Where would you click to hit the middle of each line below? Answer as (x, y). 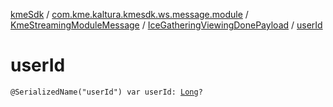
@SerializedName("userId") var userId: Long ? (106, 92)
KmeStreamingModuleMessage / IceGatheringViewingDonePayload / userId (166, 25)
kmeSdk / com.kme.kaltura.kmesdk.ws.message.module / (129, 14)
